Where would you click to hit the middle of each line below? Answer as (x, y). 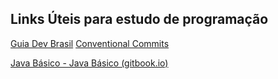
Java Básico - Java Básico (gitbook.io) (89, 63)
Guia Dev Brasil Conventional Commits (90, 43)
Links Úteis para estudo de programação (139, 19)
